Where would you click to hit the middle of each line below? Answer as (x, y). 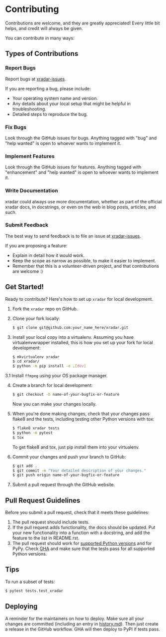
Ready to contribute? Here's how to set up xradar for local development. (79, 299)
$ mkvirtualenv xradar (36, 357)
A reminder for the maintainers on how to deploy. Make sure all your (75, 619)
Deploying (21, 606)
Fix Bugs (16, 127)
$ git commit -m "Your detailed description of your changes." (79, 471)
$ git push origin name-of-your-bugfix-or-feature (66, 475)
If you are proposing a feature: (36, 245)
